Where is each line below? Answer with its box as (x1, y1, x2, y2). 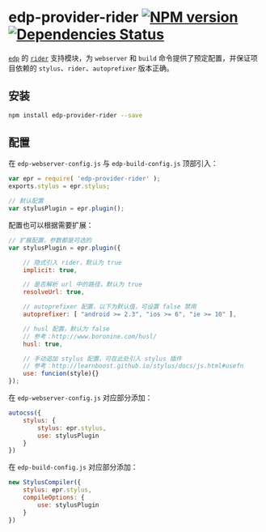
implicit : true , (23, 266, 78, 275)
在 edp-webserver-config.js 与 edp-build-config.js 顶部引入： (8, 159, 218, 168)
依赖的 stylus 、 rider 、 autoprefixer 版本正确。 (15, 63, 174, 73)
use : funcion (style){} (23, 369, 99, 378)
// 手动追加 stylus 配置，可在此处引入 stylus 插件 (23, 355, 183, 363)
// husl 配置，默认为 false (23, 325, 111, 333)
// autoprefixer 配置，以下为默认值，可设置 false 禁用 (23, 303, 196, 311)
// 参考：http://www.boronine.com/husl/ (23, 332, 158, 340)
